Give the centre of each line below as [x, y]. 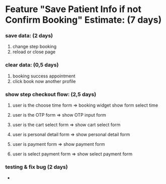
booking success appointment [44, 76]
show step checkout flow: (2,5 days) [51, 94]
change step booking [34, 47]
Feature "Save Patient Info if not [73, 9]
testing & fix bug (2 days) [36, 167]
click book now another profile [44, 81]
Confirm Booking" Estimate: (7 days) [84, 20]
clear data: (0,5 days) [32, 65]
